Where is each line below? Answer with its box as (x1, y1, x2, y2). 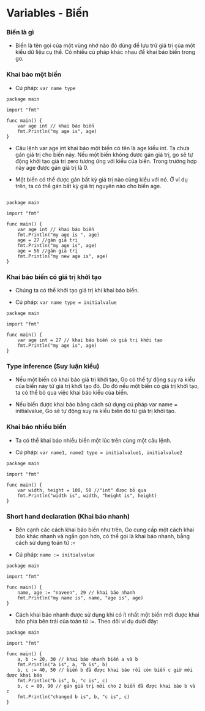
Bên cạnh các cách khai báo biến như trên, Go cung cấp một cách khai (15, 526, 195, 533)
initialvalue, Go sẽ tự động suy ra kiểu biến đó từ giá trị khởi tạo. (15, 408, 176, 415)
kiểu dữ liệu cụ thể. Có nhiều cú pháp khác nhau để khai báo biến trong (15, 48, 196, 56)
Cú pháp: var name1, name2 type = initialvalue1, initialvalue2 (15, 448, 182, 456)
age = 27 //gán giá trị (17, 237, 78, 243)
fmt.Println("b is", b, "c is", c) (17, 677, 108, 683)
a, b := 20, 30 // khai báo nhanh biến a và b (17, 656, 138, 662)
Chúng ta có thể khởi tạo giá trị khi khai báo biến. (15, 287, 140, 294)
